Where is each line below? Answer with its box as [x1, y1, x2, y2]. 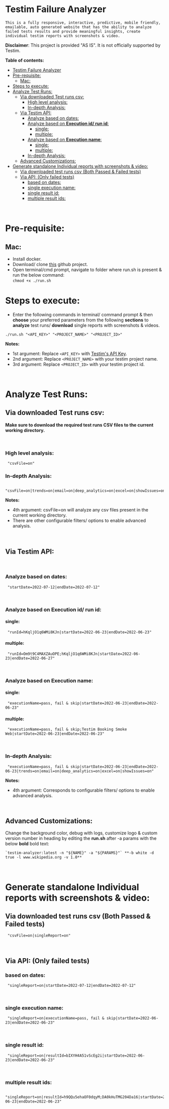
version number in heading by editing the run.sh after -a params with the [5, 835, 157, 841]
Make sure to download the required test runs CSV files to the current [5, 421, 153, 428]
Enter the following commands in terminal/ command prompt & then [12, 311, 153, 317]
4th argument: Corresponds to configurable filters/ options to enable [12, 787, 155, 793]
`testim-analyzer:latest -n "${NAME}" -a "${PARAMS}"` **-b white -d [5, 850, 154, 856]
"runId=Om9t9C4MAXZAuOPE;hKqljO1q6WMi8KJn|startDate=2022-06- [7, 651, 141, 656]
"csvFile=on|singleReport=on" [7, 933, 71, 939]
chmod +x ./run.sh [12, 278, 51, 283]
